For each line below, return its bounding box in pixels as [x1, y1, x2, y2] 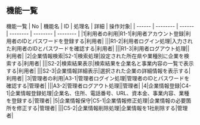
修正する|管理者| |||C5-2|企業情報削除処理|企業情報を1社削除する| [16, 104, 177, 111]
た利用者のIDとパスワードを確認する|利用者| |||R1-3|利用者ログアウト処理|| [6, 45, 190, 52]
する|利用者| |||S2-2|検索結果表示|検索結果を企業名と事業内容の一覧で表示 [11, 60, 194, 67]
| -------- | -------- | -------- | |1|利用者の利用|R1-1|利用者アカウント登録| [6, 30, 186, 37]
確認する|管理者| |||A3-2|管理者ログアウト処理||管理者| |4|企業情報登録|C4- [6, 82, 192, 89]
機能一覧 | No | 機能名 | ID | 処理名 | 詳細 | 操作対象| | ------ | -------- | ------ [6, 23, 195, 30]
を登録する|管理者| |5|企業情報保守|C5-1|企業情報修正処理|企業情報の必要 [6, 97, 186, 104]
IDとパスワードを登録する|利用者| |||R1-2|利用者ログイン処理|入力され [21, 37, 193, 45]
